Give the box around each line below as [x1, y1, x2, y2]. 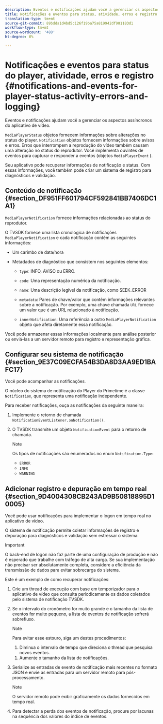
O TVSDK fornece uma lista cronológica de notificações [5, 229, 117, 235]
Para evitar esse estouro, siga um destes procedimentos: [12, 635, 126, 641]
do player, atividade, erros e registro [5, 70, 154, 81]
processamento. [12, 675, 45, 681]
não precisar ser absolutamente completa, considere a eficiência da [5, 562, 141, 568]
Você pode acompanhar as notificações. [5, 379, 86, 384]
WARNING [19, 471, 35, 476]
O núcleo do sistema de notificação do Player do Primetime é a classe [5, 388, 145, 394]
